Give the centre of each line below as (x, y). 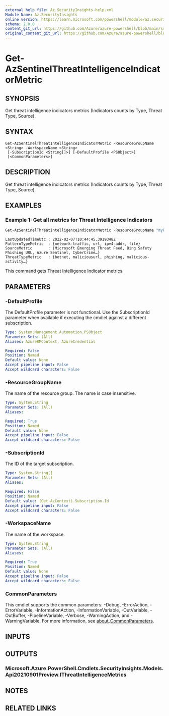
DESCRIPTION (28, 172)
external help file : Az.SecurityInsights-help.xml (59, 10)
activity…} (17, 262)
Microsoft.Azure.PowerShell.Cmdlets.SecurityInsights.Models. (84, 668)
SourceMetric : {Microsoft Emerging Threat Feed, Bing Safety (78, 248)
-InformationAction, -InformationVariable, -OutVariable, (92, 610)
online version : (22, 19)
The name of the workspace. (35, 534)
